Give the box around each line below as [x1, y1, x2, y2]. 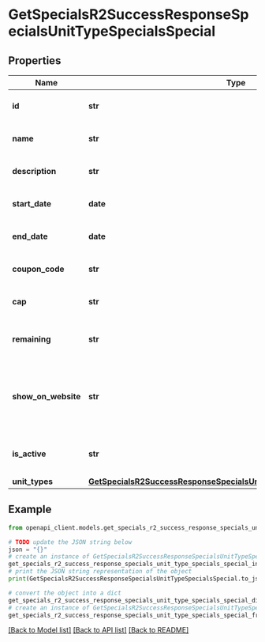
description [12, 166, 57, 176]
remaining [12, 334, 51, 345]
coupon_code [12, 263, 65, 274]
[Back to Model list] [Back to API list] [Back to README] [8, 625, 189, 635]
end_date [12, 231, 49, 242]
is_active [12, 448, 47, 459]
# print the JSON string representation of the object [8, 568, 192, 576]
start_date [12, 198, 52, 209]
